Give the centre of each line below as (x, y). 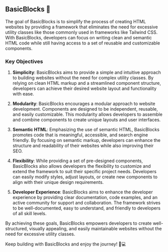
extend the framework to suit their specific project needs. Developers (85, 172)
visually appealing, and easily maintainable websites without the (96, 229)
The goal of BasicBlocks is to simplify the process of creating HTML (76, 21)
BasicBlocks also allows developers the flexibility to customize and (81, 166)
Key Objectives (24, 61)
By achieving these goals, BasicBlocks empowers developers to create (78, 223)
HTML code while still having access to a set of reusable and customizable (82, 43)
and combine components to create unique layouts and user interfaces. (87, 120)
